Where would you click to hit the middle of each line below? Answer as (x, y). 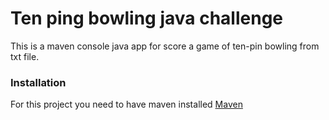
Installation (38, 82)
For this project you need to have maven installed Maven (126, 104)
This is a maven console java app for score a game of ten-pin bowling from (165, 46)
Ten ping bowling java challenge (146, 18)
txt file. (25, 56)
